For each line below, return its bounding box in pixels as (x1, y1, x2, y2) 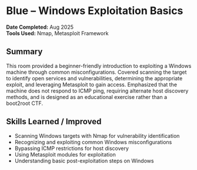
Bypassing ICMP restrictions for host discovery (14, 145, 129, 152)
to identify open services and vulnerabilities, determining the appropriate (6, 74, 183, 81)
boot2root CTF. (6, 100, 43, 107)
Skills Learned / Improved (6, 117, 102, 127)
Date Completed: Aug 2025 (6, 23, 74, 30)
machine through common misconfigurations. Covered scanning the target (6, 69, 187, 76)
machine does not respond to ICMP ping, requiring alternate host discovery (6, 87, 189, 94)
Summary (6, 47, 43, 57)
